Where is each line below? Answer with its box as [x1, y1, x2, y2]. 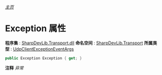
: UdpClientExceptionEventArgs [10, 46, 74, 52]
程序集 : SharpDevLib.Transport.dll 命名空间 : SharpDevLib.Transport [5, 40, 143, 46]
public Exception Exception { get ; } [5, 56, 82, 60]
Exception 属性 [5, 23, 66, 34]
